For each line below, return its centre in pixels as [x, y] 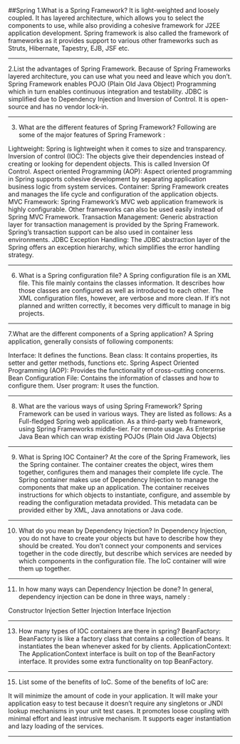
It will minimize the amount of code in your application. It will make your [113, 696]
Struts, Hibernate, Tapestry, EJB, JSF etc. [69, 48]
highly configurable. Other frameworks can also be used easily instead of [116, 209]
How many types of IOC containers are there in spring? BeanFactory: [120, 631]
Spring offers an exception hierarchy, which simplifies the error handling [114, 247]
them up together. [45, 568]
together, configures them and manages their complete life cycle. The [121, 472]
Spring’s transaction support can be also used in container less [100, 232]
